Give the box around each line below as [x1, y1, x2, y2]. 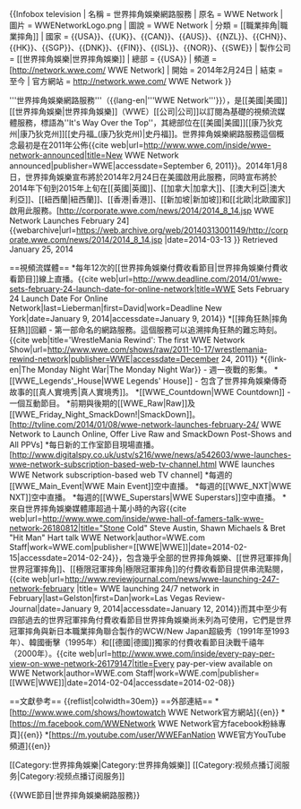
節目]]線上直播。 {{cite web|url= [16, 273, 134, 284]
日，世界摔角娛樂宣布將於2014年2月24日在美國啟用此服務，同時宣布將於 [9, 172, 278, 182]
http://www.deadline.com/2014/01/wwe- [133, 273, 282, 284]
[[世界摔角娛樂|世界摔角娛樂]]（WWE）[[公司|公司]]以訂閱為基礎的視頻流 [9, 107, 278, 116]
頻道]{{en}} [9, 741, 51, 751]
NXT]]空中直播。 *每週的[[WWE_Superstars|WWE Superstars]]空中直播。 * [9, 492, 287, 503]
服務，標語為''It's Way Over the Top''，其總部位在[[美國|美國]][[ [16, 117, 253, 128]
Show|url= [9, 344, 47, 355]
